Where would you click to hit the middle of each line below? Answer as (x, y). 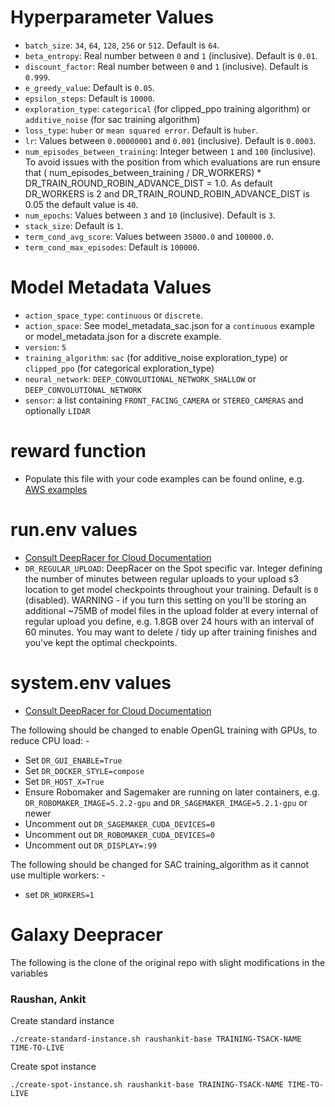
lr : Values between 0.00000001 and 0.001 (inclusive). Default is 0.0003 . (170, 140)
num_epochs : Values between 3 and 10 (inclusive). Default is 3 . (150, 215)
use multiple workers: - (58, 875)
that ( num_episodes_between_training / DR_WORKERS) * (143, 172)
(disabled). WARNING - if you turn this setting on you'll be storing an (165, 600)
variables (29, 973)
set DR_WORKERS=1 (59, 894)
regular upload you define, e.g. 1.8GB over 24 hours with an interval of (169, 621)
